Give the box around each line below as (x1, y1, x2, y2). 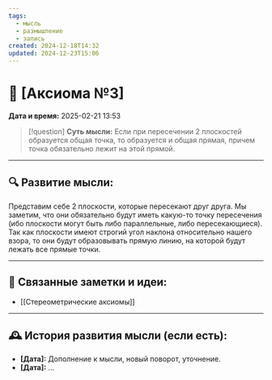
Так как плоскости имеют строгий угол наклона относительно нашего (8, 227, 253, 237)
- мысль (15, 19, 42, 27)
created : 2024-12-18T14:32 (8, 42, 100, 50)
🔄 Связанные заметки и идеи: (8, 276, 168, 289)
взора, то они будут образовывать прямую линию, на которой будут (8, 235, 246, 245)
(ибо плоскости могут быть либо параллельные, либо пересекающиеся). (8, 218, 263, 228)
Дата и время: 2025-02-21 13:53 (8, 111, 121, 120)
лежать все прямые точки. (8, 244, 101, 254)
